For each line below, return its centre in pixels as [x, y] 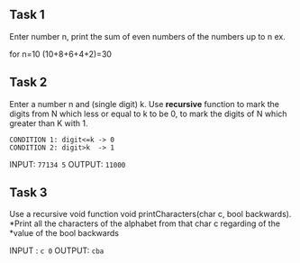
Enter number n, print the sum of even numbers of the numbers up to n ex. [147, 36]
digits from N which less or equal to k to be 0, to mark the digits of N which [148, 113]
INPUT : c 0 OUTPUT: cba [57, 250]
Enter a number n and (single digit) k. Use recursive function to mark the [145, 104]
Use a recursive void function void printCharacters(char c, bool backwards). [150, 214]
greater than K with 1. [49, 123]
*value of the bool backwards [64, 233]
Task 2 [28, 82]
